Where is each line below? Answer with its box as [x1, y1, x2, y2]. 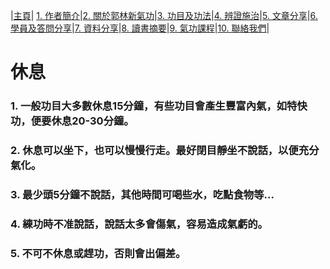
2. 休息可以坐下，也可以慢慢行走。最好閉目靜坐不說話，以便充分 [10, 144, 320, 158]
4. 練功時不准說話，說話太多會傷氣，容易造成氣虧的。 [10, 217, 268, 231]
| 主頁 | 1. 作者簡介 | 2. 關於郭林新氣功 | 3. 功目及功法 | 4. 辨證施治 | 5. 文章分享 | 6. [10, 10, 318, 21]
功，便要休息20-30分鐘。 [10, 114, 135, 128]
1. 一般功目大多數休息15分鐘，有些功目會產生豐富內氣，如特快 [10, 99, 308, 113]
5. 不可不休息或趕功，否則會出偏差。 [10, 246, 187, 260]
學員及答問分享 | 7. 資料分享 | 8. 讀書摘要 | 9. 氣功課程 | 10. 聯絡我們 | [10, 22, 270, 34]
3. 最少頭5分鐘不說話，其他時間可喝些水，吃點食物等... [10, 187, 275, 201]
